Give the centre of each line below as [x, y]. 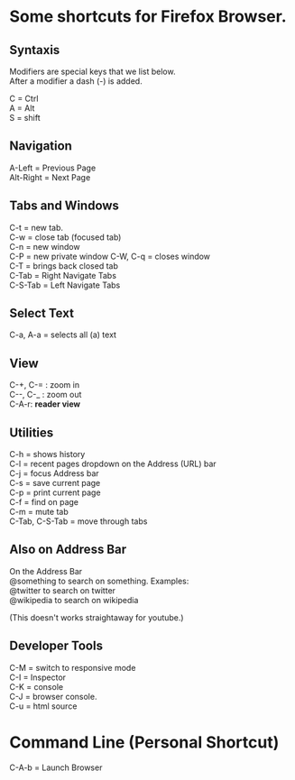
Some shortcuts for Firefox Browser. [148, 17]
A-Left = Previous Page [53, 168]
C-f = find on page [44, 502]
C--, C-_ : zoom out [46, 395]
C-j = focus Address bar [54, 473]
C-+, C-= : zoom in [44, 385]
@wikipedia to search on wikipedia [74, 600]
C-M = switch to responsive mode [73, 667]
